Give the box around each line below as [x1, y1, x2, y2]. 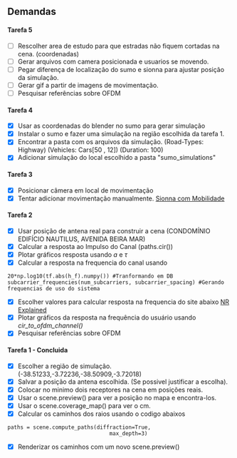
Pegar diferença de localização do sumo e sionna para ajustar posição [17, 65, 225, 73]
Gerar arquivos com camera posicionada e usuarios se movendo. [17, 57, 209, 66]
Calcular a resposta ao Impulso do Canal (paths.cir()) [17, 242, 173, 250]
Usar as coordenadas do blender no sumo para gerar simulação [17, 121, 206, 131]
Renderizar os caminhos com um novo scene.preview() [17, 442, 180, 451]
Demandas [7, 6, 57, 18]
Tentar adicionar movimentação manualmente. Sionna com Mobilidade [17, 194, 225, 203]
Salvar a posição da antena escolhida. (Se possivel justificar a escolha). [17, 377, 228, 386]
